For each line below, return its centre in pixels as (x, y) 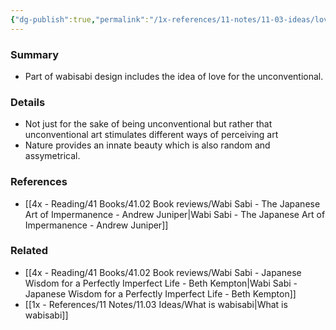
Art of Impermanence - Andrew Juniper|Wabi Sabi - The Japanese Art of (175, 214)
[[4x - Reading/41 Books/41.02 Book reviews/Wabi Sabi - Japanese (163, 272)
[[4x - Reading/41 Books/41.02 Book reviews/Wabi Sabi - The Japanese (172, 203)
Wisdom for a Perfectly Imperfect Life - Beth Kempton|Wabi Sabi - (161, 283)
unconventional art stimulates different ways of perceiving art (151, 135)
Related (29, 251)
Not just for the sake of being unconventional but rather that (148, 124)
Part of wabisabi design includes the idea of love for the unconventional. (174, 76)
